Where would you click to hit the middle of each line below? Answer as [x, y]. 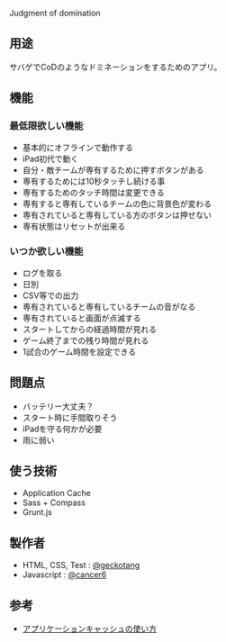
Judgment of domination [55, 13]
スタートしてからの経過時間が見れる [90, 329]
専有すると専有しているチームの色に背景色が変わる [117, 203]
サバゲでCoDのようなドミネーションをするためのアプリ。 [116, 67]
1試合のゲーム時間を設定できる [79, 351]
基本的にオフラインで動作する [77, 147]
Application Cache [57, 493]
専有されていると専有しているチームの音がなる [109, 306]
